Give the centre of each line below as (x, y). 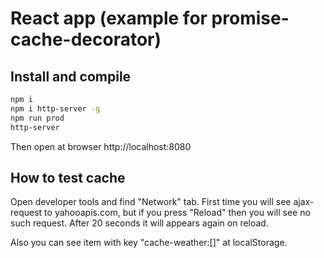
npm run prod (37, 118)
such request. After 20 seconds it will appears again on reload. (139, 223)
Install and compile (71, 76)
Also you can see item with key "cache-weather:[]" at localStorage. (149, 243)
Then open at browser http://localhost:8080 (101, 146)
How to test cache (68, 177)
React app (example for (109, 18)
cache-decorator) (86, 39)
